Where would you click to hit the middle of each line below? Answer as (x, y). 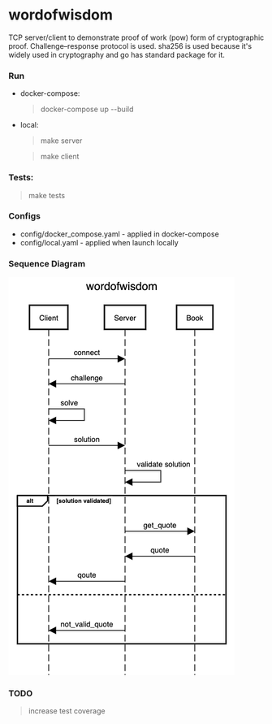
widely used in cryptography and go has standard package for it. (117, 54)
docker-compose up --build (87, 109)
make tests (47, 195)
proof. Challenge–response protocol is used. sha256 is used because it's (130, 46)
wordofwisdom (61, 15)
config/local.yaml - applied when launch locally (99, 242)
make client (60, 157)
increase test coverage (67, 711)
